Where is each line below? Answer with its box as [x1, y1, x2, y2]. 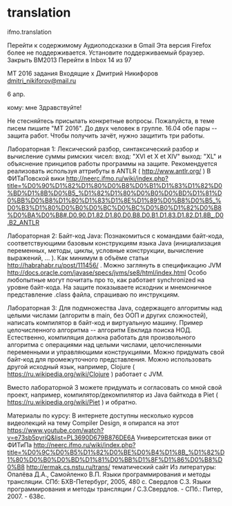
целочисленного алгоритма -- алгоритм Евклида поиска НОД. [7, 326, 192, 334]
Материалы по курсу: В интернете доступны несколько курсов [7, 411, 194, 420]
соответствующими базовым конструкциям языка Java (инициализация [7, 238, 221, 247]
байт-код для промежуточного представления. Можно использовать [7, 355, 212, 364]
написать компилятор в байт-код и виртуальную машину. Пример [7, 318, 204, 326]
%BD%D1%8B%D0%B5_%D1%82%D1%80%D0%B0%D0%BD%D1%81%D [7, 189, 222, 197]
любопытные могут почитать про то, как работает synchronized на [7, 275, 205, 284]
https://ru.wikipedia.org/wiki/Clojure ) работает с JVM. [7, 370, 164, 378]
